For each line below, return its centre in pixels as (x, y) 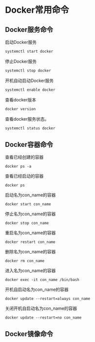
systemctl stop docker (28, 70)
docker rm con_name (25, 261)
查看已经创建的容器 (24, 157)
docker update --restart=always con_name (48, 299)
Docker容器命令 (29, 144)
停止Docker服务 (21, 61)
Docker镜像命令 (29, 334)
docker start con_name (28, 204)
